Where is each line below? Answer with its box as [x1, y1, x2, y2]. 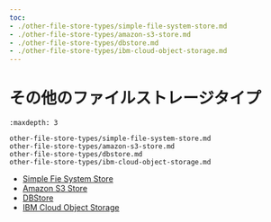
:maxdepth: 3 [9, 119, 59, 128]
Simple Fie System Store [22, 173, 114, 184]
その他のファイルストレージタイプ [9, 88, 261, 109]
